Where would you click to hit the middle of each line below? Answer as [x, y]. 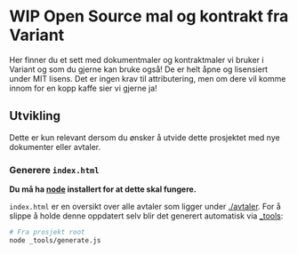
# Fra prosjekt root [48, 233]
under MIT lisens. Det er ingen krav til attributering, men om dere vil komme [148, 78]
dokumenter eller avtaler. [55, 147]
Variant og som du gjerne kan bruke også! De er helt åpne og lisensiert [139, 69]
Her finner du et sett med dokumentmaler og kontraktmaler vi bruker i [136, 60]
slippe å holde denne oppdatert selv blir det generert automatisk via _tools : [146, 216]
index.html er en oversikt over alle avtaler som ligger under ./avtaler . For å [145, 207]
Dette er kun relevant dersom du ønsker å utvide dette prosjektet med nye [144, 137]
